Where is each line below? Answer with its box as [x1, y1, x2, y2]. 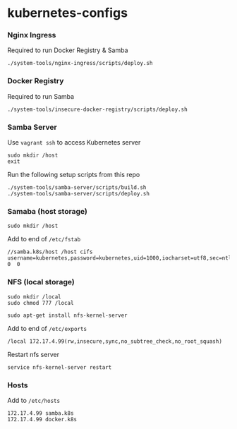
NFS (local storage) [7, 277, 75, 287]
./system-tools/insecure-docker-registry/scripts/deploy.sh [7, 106, 188, 113]
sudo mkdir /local [7, 293, 61, 301]
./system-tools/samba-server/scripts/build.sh [7, 184, 147, 191]
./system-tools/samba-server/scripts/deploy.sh [7, 191, 150, 198]
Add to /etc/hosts [7, 396, 61, 404]
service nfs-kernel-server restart [7, 363, 112, 371]
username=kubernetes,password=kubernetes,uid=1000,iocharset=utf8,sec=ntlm [7, 255, 235, 262]
